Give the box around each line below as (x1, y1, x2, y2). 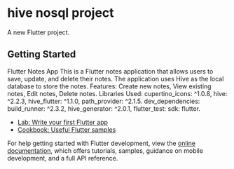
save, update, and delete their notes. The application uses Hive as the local (7, 74, 224, 83)
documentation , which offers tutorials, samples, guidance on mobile (7, 146, 203, 155)
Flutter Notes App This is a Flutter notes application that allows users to (7, 67, 214, 75)
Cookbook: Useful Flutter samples (17, 125, 116, 134)
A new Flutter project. (7, 28, 70, 36)
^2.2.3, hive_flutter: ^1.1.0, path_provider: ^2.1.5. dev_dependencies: (7, 97, 200, 105)
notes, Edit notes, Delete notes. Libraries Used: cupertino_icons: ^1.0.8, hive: (7, 89, 228, 97)
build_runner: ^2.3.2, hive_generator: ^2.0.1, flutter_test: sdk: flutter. (7, 104, 201, 113)
